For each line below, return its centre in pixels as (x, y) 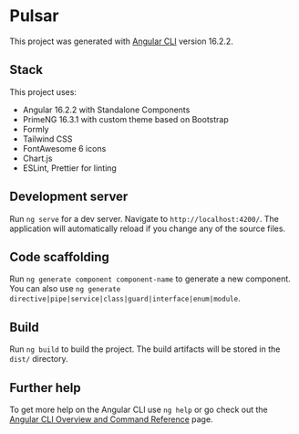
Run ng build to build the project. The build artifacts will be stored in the (145, 349)
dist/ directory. (39, 359)
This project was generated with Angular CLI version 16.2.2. (122, 41)
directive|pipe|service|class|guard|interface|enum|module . (125, 299)
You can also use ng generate (65, 289)
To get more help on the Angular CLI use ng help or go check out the (139, 409)
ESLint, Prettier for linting (69, 168)
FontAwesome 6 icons (64, 148)
